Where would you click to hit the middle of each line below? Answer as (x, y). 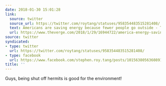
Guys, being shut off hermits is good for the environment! (63, 79)
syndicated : (17, 42)
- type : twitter (22, 46)
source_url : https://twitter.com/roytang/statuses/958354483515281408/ (85, 23)
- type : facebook (23, 55)
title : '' (15, 64)
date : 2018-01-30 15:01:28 (33, 10)
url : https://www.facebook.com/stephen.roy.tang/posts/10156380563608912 (87, 60)
